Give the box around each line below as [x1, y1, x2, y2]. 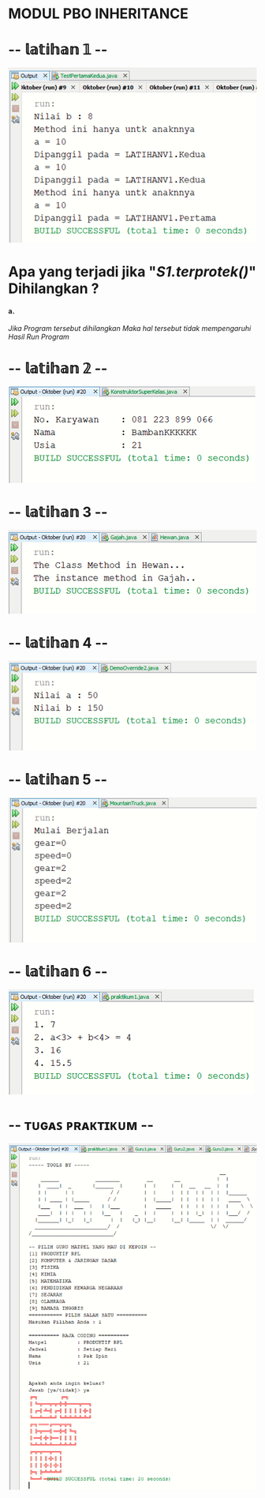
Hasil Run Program [8, 332, 69, 342]
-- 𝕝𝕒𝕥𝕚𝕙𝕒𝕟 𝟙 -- [8, 41, 108, 59]
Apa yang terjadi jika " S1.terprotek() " [8, 263, 256, 281]
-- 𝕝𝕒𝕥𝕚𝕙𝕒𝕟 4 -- [8, 634, 109, 652]
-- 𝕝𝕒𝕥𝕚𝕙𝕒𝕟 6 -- [8, 963, 108, 981]
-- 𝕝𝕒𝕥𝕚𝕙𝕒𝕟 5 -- [8, 771, 108, 789]
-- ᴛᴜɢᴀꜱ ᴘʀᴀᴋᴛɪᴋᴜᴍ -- [8, 1117, 154, 1134]
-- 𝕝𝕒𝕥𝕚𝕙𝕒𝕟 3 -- [8, 503, 108, 521]
